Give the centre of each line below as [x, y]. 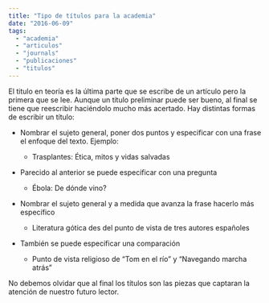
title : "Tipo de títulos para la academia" [82, 16]
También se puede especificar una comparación [100, 243]
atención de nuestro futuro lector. [63, 292]
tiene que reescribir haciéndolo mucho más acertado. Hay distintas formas [132, 108]
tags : [17, 31]
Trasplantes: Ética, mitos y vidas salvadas [101, 156]
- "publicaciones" [47, 61]
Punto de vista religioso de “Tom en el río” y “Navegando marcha [139, 259]
